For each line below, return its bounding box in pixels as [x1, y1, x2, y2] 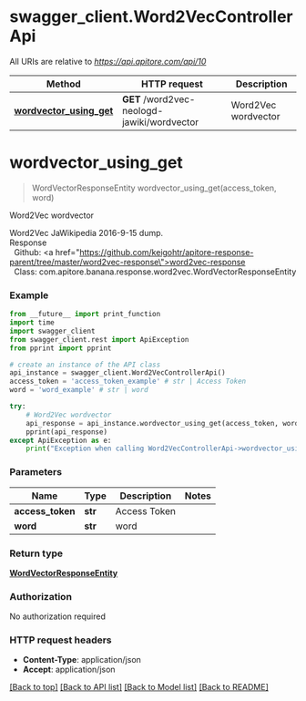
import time [9, 318, 55, 327]
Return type [9, 547, 64, 560]
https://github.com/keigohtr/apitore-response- [78, 246, 254, 257]
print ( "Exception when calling [25, 444, 145, 453]
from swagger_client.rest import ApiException [9, 335, 189, 344]
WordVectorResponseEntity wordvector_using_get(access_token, [31, 182, 277, 193]
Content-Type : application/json [22, 655, 141, 665]
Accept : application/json [22, 664, 116, 675]
